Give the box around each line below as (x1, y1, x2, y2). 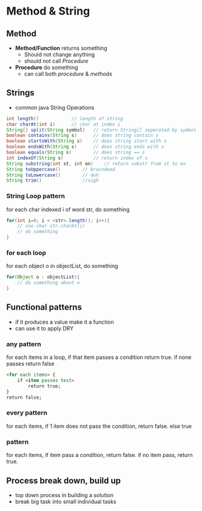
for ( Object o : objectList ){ (6, 274, 80, 280)
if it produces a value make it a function (15, 318, 114, 326)
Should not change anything (24, 51, 95, 58)
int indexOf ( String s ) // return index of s (6, 155, 148, 161)
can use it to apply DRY (15, 324, 74, 332)
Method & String (6, 4, 90, 18)
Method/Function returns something (15, 44, 107, 52)
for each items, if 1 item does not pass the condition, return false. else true (6, 422, 192, 430)
